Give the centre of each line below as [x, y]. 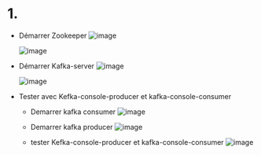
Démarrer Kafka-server [57, 66]
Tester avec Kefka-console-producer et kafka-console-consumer [125, 96]
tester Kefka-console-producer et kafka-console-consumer [127, 142]
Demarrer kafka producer [72, 127]
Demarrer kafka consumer [73, 112]
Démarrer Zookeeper [53, 35]
